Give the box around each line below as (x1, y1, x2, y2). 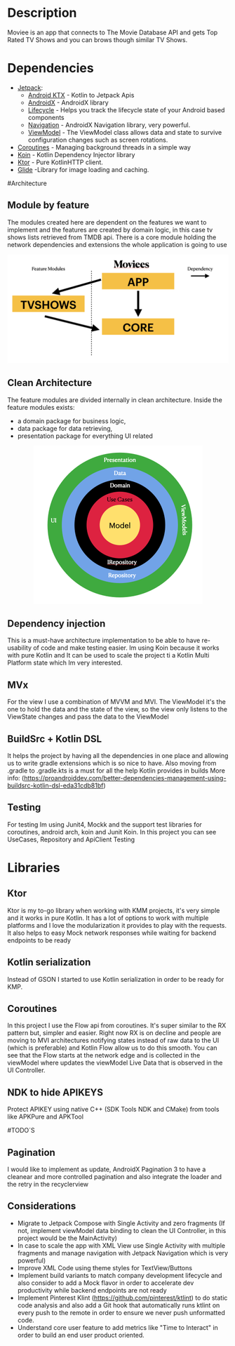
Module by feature (7, 199, 90, 211)
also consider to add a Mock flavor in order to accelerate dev (17, 1279, 194, 1287)
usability (7, 644, 32, 652)
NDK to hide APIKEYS (7, 1086, 104, 1098)
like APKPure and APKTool (7, 1112, 84, 1121)
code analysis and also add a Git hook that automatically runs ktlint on (17, 1300, 220, 1310)
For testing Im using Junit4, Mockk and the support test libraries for (7, 820, 202, 829)
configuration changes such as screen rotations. (27, 135, 168, 144)
